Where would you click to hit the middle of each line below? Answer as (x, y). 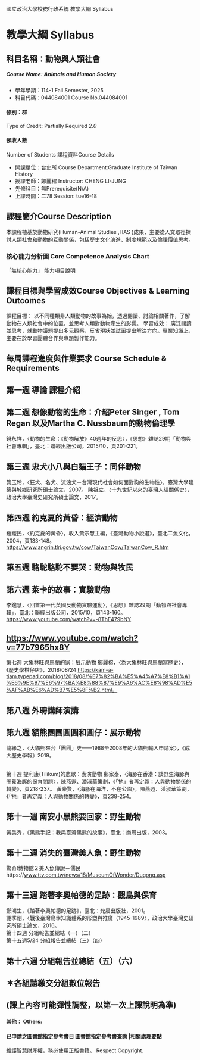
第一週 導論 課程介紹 (43, 390)
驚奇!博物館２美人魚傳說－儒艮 (44, 868)
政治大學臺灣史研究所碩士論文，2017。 (54, 497)
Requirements (33, 368)
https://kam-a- (96, 670)
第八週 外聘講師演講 (42, 710)
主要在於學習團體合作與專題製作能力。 (53, 338)
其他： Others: (24, 1021)
